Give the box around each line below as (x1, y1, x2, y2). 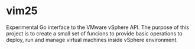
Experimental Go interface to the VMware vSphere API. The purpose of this (6, 24, 189, 31)
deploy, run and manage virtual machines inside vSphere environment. (6, 36, 178, 43)
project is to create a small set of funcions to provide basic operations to (6, 30, 183, 37)
